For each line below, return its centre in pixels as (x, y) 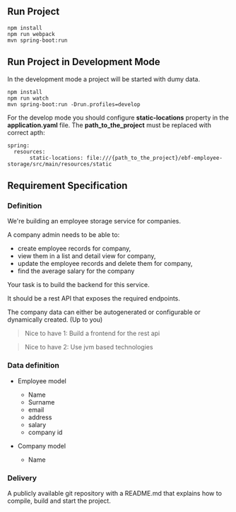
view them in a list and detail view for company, (87, 256)
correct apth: (26, 132)
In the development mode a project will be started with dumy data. (104, 79)
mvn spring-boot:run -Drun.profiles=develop (74, 104)
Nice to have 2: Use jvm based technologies (89, 347)
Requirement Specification (67, 186)
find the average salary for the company (76, 271)
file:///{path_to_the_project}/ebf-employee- (154, 158)
